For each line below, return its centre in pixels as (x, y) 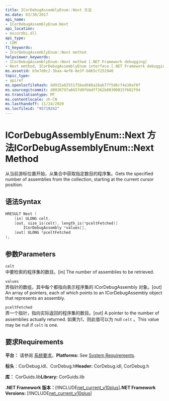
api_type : (16, 38)
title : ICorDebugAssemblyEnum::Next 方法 (49, 10)
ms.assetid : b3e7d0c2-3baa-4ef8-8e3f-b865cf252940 (59, 71)
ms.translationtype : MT (30, 95)
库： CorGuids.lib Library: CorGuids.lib (45, 377)
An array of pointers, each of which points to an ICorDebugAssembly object (84, 293)
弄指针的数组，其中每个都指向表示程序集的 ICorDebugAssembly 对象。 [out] (83, 287)
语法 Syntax (23, 202)
